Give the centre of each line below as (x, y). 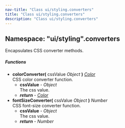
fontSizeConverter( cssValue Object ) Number (60, 100)
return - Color (34, 95)
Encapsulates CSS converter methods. (44, 51)
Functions (16, 62)
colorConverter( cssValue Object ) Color (54, 74)
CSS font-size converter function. (46, 106)
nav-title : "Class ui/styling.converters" (49, 10)
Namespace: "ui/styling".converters (62, 39)
